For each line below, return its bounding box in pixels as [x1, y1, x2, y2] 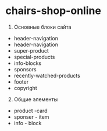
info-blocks [13, 60, 42, 67]
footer [13, 78, 29, 85]
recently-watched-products [13, 72, 81, 79]
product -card [13, 107, 48, 114]
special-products [13, 53, 55, 60]
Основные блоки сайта [13, 23, 72, 30]
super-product [13, 47, 49, 54]
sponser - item [13, 113, 49, 120]
